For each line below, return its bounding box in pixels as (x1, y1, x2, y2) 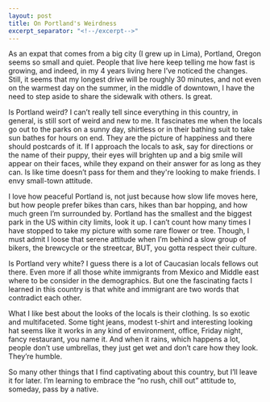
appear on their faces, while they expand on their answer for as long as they (8, 159, 262, 169)
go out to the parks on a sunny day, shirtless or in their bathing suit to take (8, 124, 255, 134)
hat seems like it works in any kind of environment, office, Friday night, (8, 326, 243, 336)
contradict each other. (8, 293, 82, 303)
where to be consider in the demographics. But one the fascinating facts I (8, 276, 252, 286)
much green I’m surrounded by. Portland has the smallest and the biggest (8, 209, 252, 219)
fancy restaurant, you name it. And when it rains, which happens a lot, (8, 334, 240, 344)
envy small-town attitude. (8, 176, 93, 186)
